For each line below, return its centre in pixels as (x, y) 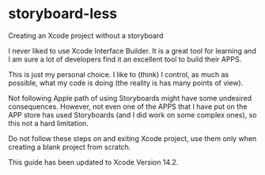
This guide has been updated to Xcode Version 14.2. (93, 162)
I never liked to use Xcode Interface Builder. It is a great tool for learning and (132, 50)
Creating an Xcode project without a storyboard (86, 35)
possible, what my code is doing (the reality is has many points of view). (126, 83)
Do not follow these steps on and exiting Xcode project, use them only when (132, 138)
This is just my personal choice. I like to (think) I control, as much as (119, 74)
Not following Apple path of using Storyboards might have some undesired (130, 98)
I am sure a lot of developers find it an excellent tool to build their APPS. (125, 59)
